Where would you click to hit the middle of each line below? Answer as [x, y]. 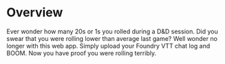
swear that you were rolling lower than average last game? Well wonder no [112, 38]
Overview [35, 13]
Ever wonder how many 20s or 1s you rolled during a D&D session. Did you [112, 31]
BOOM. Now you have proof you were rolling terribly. [81, 53]
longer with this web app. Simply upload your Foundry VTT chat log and [108, 46]
